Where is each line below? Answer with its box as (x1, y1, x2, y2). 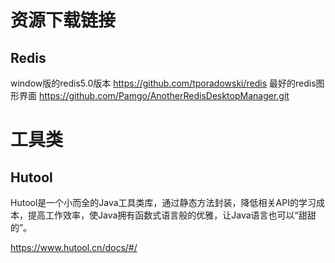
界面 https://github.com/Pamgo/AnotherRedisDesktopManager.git (18, 90, 290, 101)
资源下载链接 (10, 9, 117, 32)
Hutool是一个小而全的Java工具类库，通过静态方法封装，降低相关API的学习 (10, 197, 317, 208)
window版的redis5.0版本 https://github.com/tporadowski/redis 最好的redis (10, 77, 317, 89)
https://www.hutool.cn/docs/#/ (10, 242, 138, 253)
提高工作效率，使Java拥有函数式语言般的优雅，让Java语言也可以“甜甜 (27, 209, 317, 221)
